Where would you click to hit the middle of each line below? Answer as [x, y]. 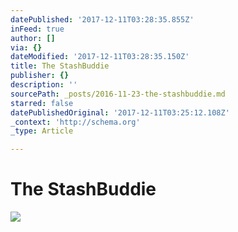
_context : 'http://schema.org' [75, 122]
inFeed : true [37, 29]
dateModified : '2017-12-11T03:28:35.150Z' [100, 57]
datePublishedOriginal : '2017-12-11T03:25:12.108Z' [120, 112]
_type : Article [42, 131]
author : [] [33, 38]
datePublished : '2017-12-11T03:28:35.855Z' [102, 19]
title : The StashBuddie [60, 66]
